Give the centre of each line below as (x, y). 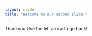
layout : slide (20, 10)
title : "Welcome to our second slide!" (46, 14)
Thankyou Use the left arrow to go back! (46, 28)
